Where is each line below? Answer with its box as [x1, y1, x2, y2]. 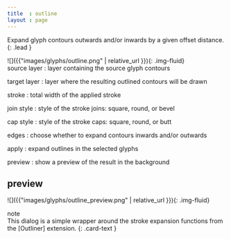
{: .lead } [7, 43, 32, 51]
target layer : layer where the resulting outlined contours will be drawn [7, 77, 208, 85]
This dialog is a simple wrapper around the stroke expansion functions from [7, 217, 223, 225]
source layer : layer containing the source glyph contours [7, 64, 171, 72]
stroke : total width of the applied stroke [7, 91, 121, 99]
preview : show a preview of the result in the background [7, 157, 170, 166]
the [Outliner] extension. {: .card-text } [7, 224, 117, 233]
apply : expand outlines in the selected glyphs [7, 144, 139, 152]
